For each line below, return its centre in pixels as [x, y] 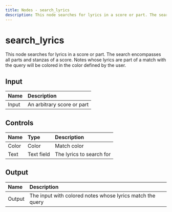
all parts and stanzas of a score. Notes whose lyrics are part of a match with [86, 60]
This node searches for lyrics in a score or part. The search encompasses [83, 54]
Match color [69, 146]
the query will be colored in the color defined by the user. [66, 65]
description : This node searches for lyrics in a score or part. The [81, 15]
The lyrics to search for [83, 155]
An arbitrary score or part [58, 105]
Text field [39, 155]
